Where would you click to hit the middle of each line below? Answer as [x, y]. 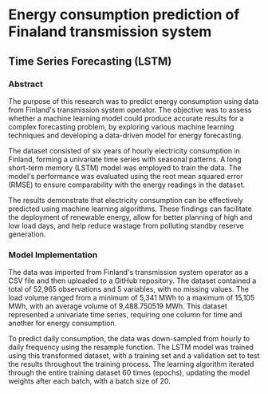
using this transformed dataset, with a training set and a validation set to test [134, 356]
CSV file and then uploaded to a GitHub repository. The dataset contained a [132, 281]
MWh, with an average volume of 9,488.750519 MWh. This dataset [118, 306]
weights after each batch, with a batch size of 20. [90, 381]
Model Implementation [53, 255]
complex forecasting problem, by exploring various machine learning [121, 126]
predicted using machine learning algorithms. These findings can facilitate [130, 209]
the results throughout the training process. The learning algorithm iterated [131, 364]
